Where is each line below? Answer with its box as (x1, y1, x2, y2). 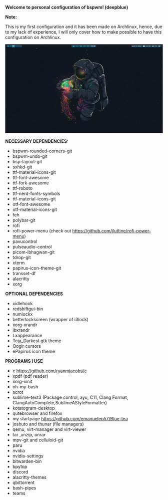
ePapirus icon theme (12, 348, 55, 354)
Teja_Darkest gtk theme (12, 338, 61, 344)
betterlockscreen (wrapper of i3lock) (12, 316, 88, 322)
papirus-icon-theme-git (12, 265, 61, 271)
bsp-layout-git (12, 158, 42, 164)
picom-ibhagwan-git (12, 249, 55, 255)
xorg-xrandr (12, 322, 37, 328)
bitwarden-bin (12, 458, 42, 464)
